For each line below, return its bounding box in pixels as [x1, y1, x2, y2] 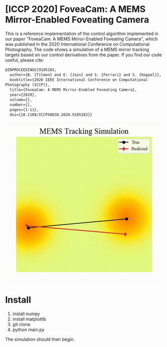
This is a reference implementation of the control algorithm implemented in [5, 30, 159, 36]
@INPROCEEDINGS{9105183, [5, 67, 57, 72]
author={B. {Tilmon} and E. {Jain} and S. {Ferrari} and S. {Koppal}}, [9, 72, 162, 77]
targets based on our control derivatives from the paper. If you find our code [5, 51, 162, 58]
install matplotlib [12, 316, 46, 322]
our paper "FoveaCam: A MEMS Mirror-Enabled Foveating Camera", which [5, 36, 158, 42]
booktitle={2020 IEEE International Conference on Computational [9, 77, 149, 82]
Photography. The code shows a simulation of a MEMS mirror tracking [5, 46, 150, 52]
